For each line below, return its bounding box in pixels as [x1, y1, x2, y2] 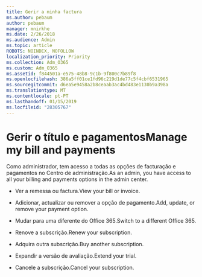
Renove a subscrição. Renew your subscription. [14, 229, 133, 236]
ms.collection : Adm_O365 [6, 59, 69, 65]
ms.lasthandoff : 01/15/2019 [6, 98, 77, 104]
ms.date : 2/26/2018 [6, 31, 55, 37]
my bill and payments [6, 143, 116, 157]
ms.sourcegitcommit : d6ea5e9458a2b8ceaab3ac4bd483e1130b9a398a [6, 82, 169, 88]
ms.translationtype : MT [6, 88, 66, 94]
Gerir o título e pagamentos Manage [6, 130, 188, 144]
